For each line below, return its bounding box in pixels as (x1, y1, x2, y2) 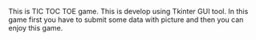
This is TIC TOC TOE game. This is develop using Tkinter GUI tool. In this (8, 7, 249, 16)
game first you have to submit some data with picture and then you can (8, 15, 244, 24)
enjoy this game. (8, 24, 63, 32)
